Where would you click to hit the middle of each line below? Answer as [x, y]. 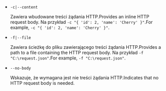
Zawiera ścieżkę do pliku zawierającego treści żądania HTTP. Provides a [86, 47]
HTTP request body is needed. [42, 83]
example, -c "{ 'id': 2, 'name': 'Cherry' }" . [60, 27]
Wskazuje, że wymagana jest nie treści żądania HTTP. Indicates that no [84, 78]
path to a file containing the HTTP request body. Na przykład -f [77, 53]
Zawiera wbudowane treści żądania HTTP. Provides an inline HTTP [79, 17]
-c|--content [24, 7]
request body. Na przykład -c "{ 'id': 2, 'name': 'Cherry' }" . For [81, 22]
